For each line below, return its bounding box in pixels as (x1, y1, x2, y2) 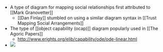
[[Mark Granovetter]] (10, 9, 54, 15)
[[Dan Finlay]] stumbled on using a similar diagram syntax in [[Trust (17, 15, 157, 20)
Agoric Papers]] (10, 31, 43, 36)
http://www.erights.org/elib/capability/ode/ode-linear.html (17, 36, 137, 42)
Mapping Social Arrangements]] (17, 20, 84, 26)
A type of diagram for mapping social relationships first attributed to (10, 4, 150, 10)
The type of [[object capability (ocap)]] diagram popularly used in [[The (10, 25, 158, 31)
